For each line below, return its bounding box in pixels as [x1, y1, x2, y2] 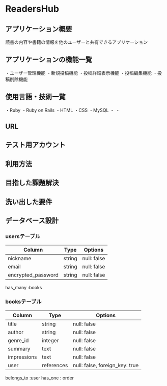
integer [42, 337, 59, 344]
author [8, 328, 24, 336]
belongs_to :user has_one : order [5, 375, 74, 381]
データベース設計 [5, 216, 59, 225]
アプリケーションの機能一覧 [5, 56, 93, 64]
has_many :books [5, 285, 42, 291]
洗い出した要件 [5, 197, 52, 206]
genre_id [8, 337, 29, 344]
